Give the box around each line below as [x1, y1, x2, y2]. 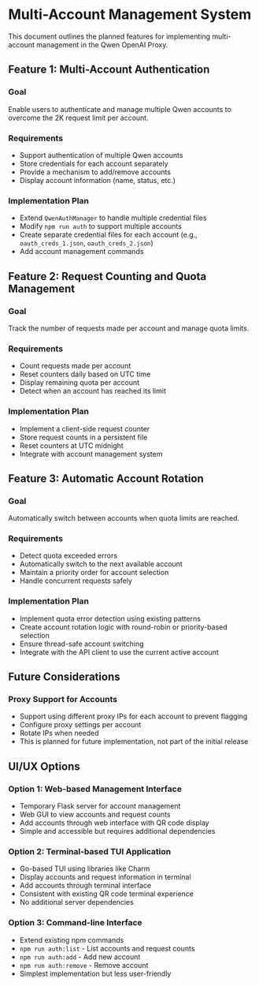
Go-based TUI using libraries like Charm [19, 864, 150, 873]
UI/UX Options [8, 760, 80, 773]
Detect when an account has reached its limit [19, 387, 167, 396]
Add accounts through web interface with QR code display [19, 818, 210, 827]
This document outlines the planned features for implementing [8, 32, 211, 41]
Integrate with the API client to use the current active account [19, 647, 219, 656]
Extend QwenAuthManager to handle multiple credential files [19, 213, 207, 222]
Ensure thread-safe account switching [19, 639, 144, 648]
